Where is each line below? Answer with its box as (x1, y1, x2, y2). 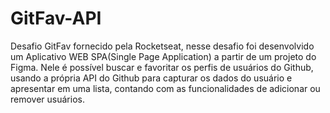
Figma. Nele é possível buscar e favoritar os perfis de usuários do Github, (10, 61, 314, 73)
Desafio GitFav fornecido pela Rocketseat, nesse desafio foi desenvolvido (10, 40, 315, 52)
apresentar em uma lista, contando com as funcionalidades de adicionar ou (10, 82, 321, 94)
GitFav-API (10, 7, 102, 30)
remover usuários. (10, 93, 85, 105)
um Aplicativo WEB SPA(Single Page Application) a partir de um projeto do (10, 50, 317, 62)
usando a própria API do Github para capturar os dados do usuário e (10, 72, 293, 84)
